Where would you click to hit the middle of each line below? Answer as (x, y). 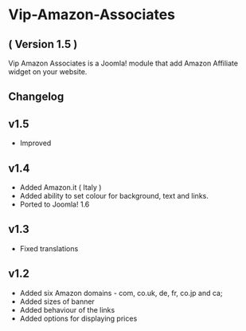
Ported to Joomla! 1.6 (55, 204)
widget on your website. (48, 72)
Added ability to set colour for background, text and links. (114, 196)
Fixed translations (49, 248)
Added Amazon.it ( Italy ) (61, 187)
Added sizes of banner (57, 301)
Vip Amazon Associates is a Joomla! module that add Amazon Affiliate (123, 63)
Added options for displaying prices (78, 318)
